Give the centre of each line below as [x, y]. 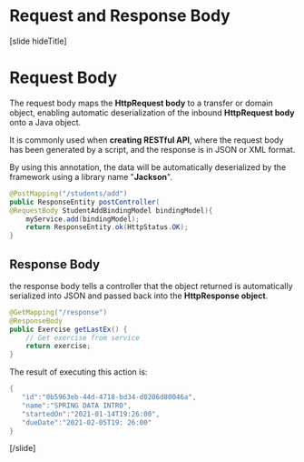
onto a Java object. [45, 122]
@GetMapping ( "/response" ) [58, 312]
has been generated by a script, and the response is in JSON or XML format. [152, 149]
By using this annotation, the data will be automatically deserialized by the [148, 167]
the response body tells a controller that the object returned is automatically [151, 286]
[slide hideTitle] [38, 41]
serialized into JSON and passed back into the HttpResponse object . [139, 296]
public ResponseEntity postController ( [85, 202]
